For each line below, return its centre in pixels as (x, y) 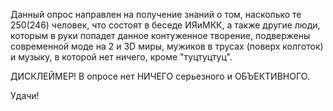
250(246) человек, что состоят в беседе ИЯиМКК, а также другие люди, (165, 25)
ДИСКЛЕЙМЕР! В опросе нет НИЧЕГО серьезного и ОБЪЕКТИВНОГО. (160, 76)
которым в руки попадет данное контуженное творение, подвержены (160, 35)
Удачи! (25, 95)
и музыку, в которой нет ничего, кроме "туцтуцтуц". (121, 57)
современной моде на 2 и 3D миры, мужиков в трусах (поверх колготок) (167, 46)
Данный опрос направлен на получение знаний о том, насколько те (156, 14)
